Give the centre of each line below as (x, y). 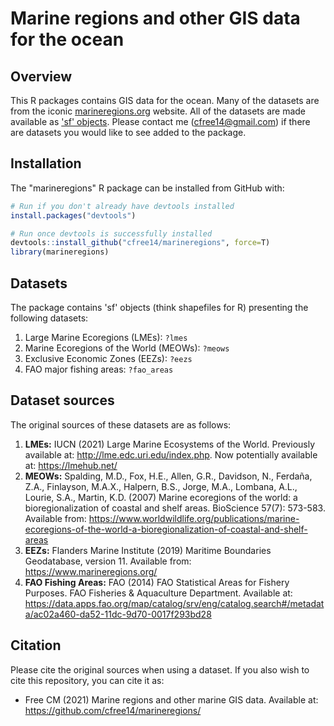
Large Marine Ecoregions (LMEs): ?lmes (106, 337)
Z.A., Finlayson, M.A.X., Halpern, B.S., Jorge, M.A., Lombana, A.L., (161, 486)
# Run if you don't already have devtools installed (122, 206)
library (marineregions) (60, 252)
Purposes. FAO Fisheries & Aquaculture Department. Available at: (158, 593)
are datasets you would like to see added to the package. (128, 132)
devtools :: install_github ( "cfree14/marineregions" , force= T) (140, 243)
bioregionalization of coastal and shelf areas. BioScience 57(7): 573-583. (175, 508)
